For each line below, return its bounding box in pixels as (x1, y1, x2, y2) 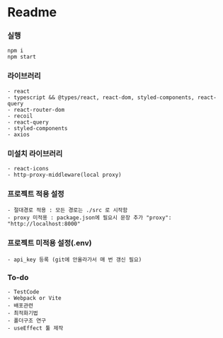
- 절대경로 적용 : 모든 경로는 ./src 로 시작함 (7, 206, 128, 214)
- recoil (7, 112, 33, 120)
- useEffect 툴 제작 (7, 325, 64, 332)
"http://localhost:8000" (7, 221, 81, 228)
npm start (7, 54, 37, 61)
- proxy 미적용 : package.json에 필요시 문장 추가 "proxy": (7, 214, 172, 221)
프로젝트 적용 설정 (7, 189, 65, 199)
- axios (7, 131, 30, 138)
